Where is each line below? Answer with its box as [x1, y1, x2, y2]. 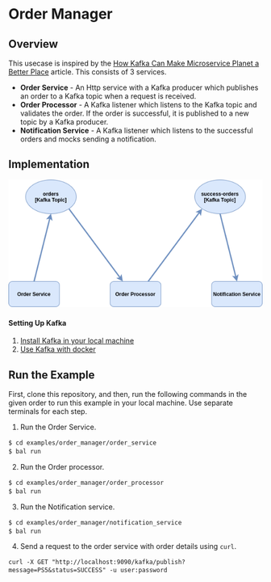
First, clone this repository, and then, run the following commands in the [8, 390, 248, 399]
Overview [8, 37, 59, 51]
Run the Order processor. [19, 462, 105, 471]
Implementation [8, 158, 90, 171]
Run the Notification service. [19, 502, 115, 512]
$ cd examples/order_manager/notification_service [8, 518, 182, 526]
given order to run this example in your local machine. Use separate [8, 398, 234, 408]
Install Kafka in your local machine [19, 336, 135, 346]
